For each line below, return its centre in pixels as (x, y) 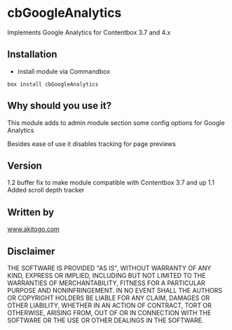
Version (25, 165)
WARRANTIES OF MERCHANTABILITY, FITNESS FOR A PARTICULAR (106, 283)
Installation (32, 54)
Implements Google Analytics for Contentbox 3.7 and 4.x (89, 32)
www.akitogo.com (33, 229)
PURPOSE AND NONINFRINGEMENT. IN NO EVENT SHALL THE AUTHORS (115, 290)
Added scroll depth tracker (46, 190)
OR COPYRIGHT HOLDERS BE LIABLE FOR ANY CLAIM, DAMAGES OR (109, 298)
